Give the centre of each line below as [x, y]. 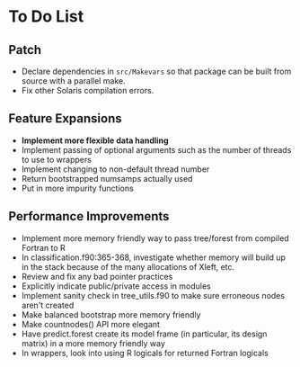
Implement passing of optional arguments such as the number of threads [156, 149]
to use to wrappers [56, 159]
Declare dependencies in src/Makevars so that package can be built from [156, 71]
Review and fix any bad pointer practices [97, 276]
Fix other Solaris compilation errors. [88, 90]
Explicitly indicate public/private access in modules [116, 286]
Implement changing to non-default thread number [115, 169]
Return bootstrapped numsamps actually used [107, 178]
